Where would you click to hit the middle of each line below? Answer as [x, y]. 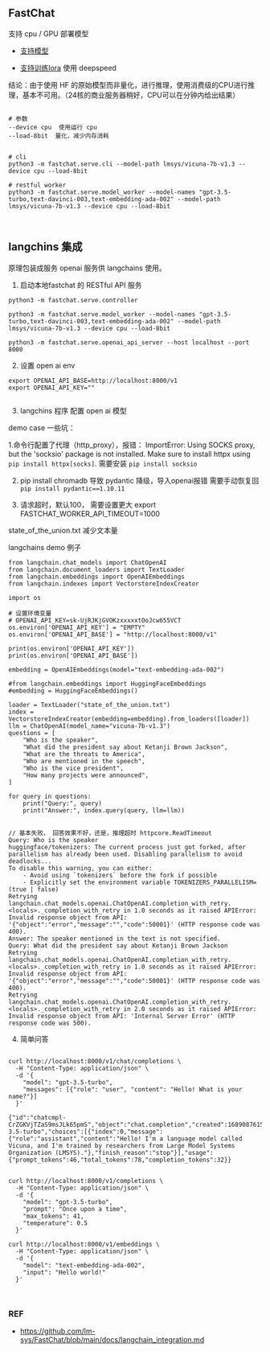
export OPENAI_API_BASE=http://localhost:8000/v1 [93, 380]
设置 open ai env [47, 365]
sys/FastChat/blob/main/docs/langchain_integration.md [112, 1339]
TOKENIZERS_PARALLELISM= [215, 882]
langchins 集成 [45, 247]
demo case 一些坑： [42, 427]
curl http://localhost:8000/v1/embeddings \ [84, 1244]
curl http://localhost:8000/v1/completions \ [86, 1181]
